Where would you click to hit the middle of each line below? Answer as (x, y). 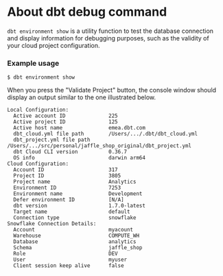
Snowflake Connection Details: (52, 224)
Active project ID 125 (66, 122)
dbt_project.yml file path (52, 140)
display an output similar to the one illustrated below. (82, 97)
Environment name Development (78, 194)
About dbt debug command (87, 12)
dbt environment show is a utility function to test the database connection (110, 31)
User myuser (70, 260)
